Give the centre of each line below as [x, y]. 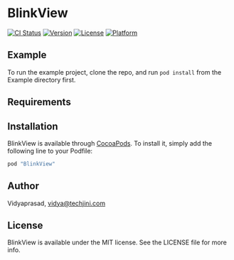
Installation [33, 126]
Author [23, 186]
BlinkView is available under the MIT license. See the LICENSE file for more [117, 242]
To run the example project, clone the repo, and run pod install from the [115, 72]
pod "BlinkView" [31, 164]
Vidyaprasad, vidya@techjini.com [56, 203]
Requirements [39, 102]
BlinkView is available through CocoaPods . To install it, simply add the [110, 143]
